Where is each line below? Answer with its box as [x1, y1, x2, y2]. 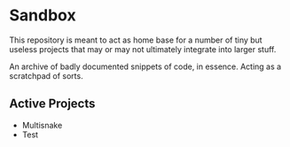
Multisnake [21, 120, 63, 130]
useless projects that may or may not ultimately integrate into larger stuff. [9, 43, 277, 54]
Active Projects [9, 97, 96, 112]
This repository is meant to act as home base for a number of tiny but [9, 35, 263, 45]
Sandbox [9, 5, 77, 26]
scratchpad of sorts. [9, 70, 83, 81]
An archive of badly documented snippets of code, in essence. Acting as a [9, 61, 282, 72]
